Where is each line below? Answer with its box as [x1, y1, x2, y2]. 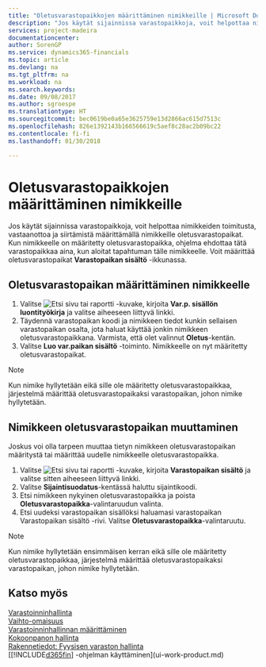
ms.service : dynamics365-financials [8, 48, 129, 56]
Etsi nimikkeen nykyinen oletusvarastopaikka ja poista [19, 491, 196, 500]
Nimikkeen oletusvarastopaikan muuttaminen [8, 420, 239, 434]
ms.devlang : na [8, 64, 59, 71]
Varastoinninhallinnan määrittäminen [8, 624, 127, 634]
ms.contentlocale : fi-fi [8, 129, 90, 137]
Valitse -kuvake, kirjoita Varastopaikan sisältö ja [19, 465, 251, 475]
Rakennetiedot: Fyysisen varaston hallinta [8, 641, 144, 651]
